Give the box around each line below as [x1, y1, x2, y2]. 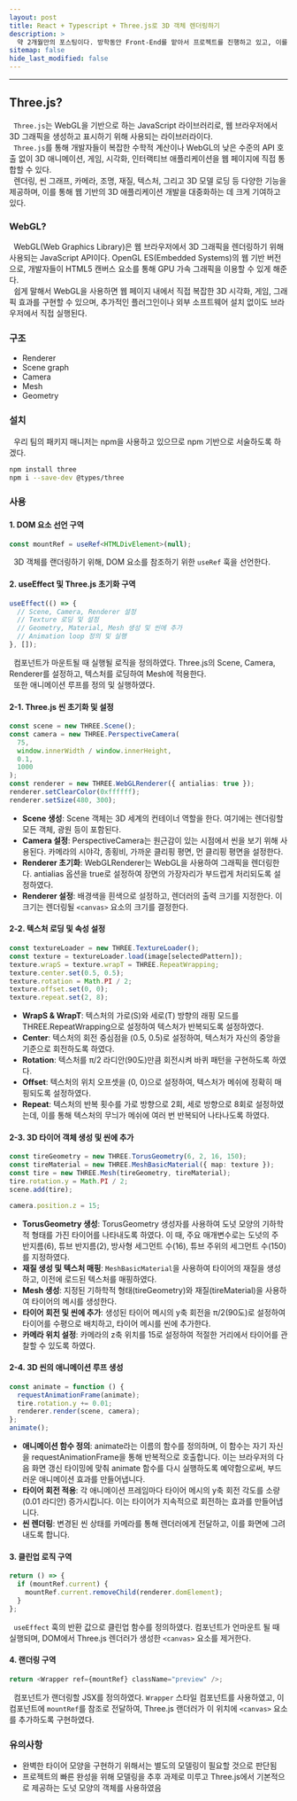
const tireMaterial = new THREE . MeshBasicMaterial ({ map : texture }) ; [9, 1160, 275, 1170]
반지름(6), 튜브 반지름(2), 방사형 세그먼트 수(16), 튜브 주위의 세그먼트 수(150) [21, 1240, 287, 1251]
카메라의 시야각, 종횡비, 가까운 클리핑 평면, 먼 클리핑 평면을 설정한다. [48, 846, 284, 856]
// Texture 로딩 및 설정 [17, 615, 100, 625]
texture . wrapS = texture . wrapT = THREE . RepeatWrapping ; [9, 960, 219, 969]
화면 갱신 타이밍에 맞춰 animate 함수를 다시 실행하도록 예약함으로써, [31, 1463, 266, 1474]
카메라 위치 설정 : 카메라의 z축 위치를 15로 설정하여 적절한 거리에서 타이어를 [21, 1329, 278, 1339]
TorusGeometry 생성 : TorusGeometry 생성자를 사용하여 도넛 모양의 [21, 1218, 261, 1228]
